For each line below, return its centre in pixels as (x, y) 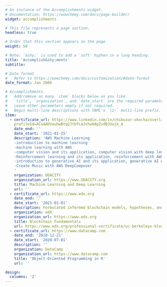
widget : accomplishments (31, 19)
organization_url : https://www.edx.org (55, 217)
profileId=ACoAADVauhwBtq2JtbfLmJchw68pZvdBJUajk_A (69, 124)
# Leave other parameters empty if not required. (60, 106)
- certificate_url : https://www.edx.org (52, 194)
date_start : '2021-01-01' (41, 203)
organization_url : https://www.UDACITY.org (60, 180)
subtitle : (15, 65)
